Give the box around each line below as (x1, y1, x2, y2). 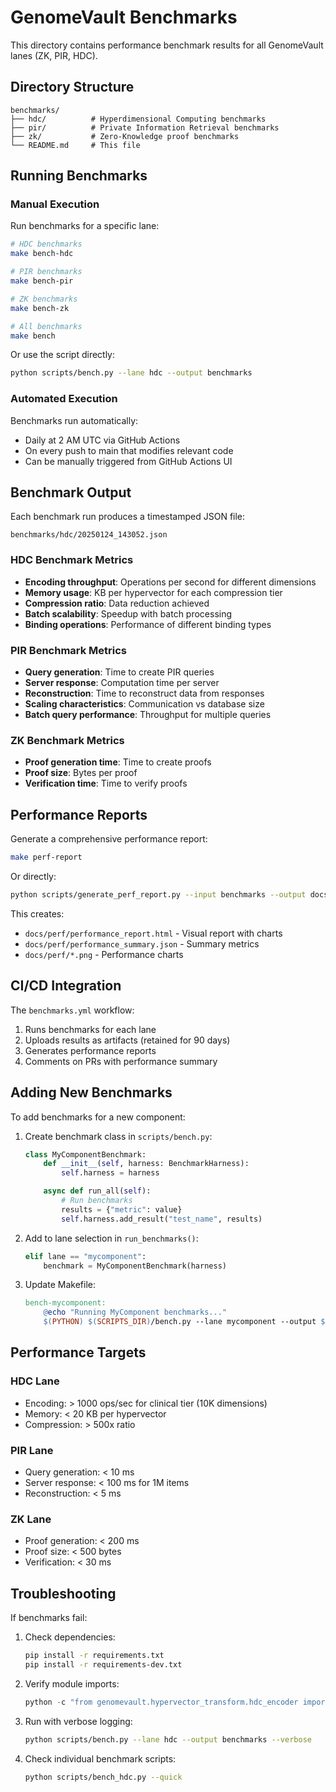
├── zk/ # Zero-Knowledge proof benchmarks (10, 131, 240, 141)
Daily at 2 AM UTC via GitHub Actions (24, 434, 181, 446)
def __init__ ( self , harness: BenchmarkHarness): (43, 1159, 250, 1169)
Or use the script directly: (10, 349, 116, 361)
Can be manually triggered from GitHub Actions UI (24, 455, 233, 467)
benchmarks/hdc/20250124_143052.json (10, 530, 168, 540)
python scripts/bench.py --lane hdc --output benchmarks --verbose (24, 1734, 312, 1745)
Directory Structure (10, 79, 135, 96)
